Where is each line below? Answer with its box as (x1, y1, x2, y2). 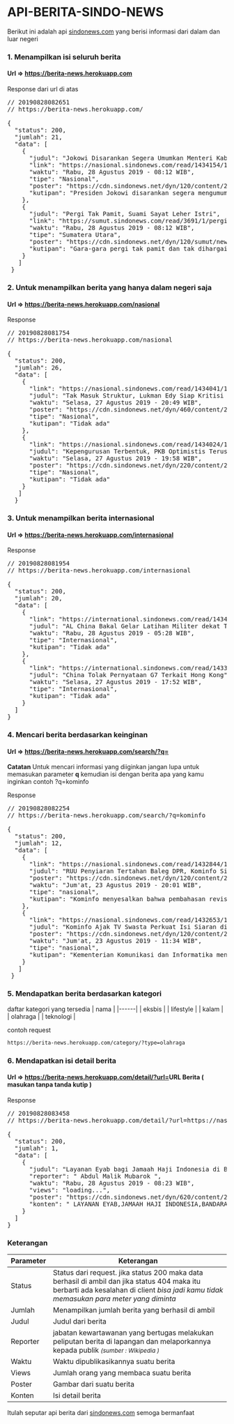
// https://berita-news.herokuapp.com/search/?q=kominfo (7, 812, 206, 819)
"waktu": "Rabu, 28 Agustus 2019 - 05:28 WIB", (29, 629, 195, 637)
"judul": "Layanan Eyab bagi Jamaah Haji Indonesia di (29, 1165, 221, 1173)
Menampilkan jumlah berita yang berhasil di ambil (52, 1305, 215, 1315)
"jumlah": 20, (14, 594, 63, 603)
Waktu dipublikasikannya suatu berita (52, 1357, 175, 1367)
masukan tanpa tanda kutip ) (7, 1080, 92, 1089)
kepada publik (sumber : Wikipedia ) (52, 1345, 160, 1355)
